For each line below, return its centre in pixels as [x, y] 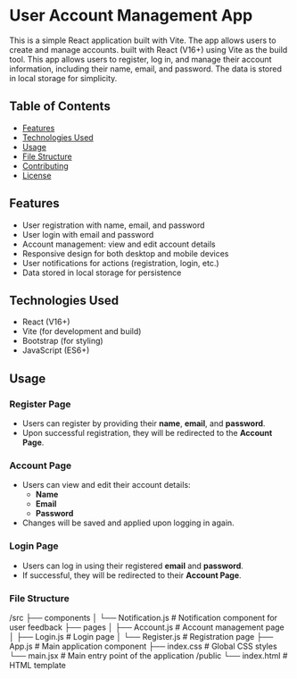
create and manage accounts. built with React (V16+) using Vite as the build [148, 49]
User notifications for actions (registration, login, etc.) [121, 263]
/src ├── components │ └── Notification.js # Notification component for [144, 617]
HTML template [38, 665]
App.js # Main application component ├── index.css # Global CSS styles [144, 646]
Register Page [40, 404]
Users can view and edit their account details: [106, 485]
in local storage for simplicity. [63, 78]
